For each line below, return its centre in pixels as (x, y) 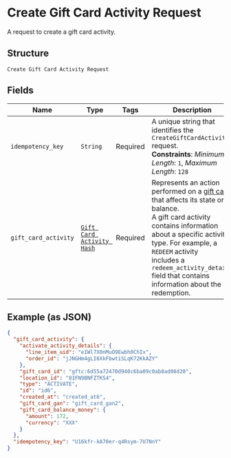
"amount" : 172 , (47, 416)
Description (192, 110)
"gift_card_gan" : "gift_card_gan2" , (72, 404)
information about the (186, 284)
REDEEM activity (175, 251)
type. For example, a (185, 242)
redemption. (171, 293)
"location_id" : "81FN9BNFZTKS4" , (67, 378)
